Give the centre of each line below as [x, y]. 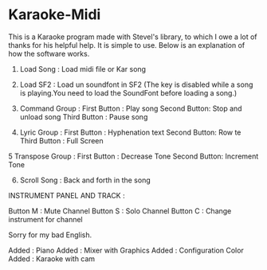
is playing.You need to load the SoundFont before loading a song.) [128, 92]
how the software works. [49, 53]
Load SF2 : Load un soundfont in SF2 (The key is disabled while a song [136, 84]
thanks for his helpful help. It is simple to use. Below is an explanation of [127, 45]
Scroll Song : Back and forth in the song [85, 180]
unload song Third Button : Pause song [84, 116]
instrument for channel [46, 219]
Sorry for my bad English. [50, 235]
